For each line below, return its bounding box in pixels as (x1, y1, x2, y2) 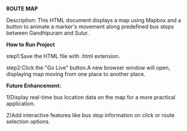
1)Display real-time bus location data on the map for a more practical (6, 94, 176, 100)
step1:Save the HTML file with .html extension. (6, 53, 120, 59)
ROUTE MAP (6, 5, 38, 12)
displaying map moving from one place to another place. (6, 71, 146, 77)
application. (6, 100, 35, 107)
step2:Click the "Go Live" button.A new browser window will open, (6, 64, 171, 71)
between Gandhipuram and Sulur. (6, 29, 89, 36)
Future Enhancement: (6, 82, 62, 89)
